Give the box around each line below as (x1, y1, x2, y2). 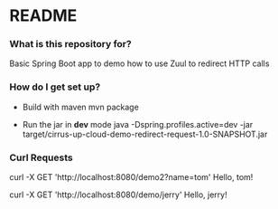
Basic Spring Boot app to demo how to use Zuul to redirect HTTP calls (9, 58, 270, 69)
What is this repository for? (9, 38, 133, 51)
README (9, 5, 78, 26)
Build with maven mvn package (22, 101, 140, 112)
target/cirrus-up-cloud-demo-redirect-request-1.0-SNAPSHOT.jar (22, 128, 268, 139)
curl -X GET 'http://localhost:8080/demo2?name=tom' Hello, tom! (9, 172, 254, 183)
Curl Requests (9, 151, 74, 164)
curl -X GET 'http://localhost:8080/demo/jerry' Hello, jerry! (9, 189, 227, 200)
